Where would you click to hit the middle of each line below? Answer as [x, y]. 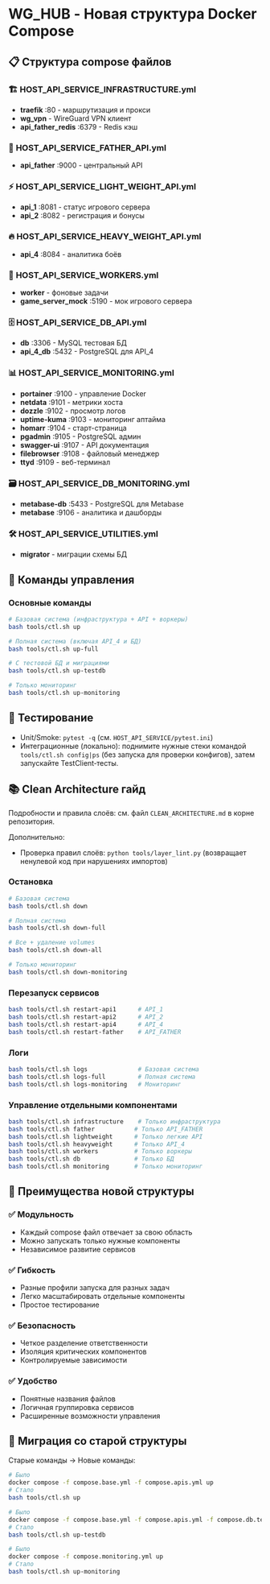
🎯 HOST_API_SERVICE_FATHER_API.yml [88, 147]
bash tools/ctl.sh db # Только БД [91, 1159]
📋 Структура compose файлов [90, 62]
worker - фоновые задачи [64, 293]
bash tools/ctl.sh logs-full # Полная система [102, 1077]
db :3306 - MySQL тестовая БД [73, 343]
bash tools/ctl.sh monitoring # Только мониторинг [106, 1167]
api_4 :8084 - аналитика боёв [71, 254]
